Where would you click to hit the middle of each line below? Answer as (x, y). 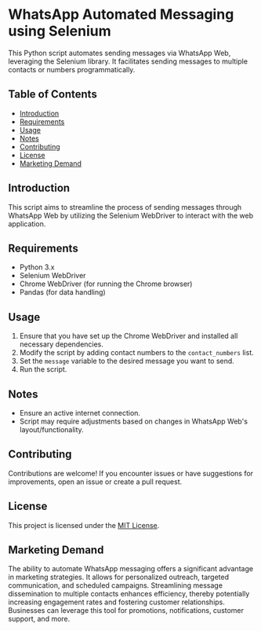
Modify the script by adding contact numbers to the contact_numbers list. (137, 353)
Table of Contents (53, 95)
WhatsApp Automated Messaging (121, 15)
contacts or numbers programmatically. (72, 69)
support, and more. (39, 619)
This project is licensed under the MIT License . (84, 525)
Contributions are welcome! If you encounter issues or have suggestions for (130, 473)
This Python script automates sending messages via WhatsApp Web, (120, 53)
